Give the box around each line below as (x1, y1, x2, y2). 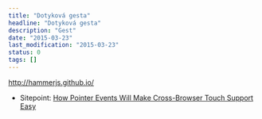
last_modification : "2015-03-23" (8, 41, 119, 49)
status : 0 (8, 48, 41, 56)
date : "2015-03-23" (8, 33, 73, 42)
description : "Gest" (8, 26, 77, 34)
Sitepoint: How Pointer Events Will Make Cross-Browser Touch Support (19, 93, 253, 102)
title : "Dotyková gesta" (8, 11, 91, 20)
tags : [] (8, 56, 37, 64)
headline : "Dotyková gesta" (8, 19, 102, 27)
